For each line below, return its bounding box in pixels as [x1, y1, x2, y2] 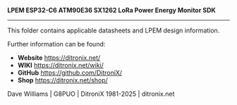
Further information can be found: [7, 40, 106, 48]
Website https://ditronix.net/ [17, 54, 101, 62]
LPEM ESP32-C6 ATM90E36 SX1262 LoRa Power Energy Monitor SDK [7, 6, 217, 14]
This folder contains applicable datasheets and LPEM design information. [7, 26, 220, 35]
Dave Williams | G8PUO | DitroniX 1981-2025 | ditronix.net [7, 89, 175, 98]
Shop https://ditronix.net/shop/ [17, 76, 108, 84]
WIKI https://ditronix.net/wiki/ [17, 61, 104, 69]
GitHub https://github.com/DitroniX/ [17, 68, 122, 77]
